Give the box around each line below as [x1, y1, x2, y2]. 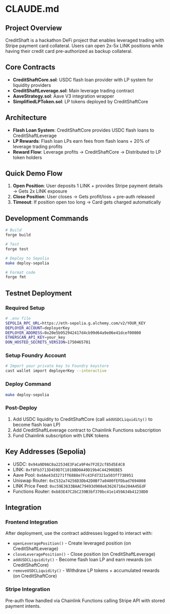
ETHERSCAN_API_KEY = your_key [5, 335, 66, 340]
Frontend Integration [5, 518, 58, 526]
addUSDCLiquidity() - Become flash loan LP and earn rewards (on [12, 556, 152, 563]
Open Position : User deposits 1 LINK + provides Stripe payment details [12, 183, 163, 189]
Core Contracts [5, 63, 55, 72]
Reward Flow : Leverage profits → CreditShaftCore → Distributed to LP [12, 148, 162, 155]
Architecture [5, 114, 47, 122]
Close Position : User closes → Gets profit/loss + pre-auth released [12, 194, 155, 200]
